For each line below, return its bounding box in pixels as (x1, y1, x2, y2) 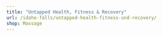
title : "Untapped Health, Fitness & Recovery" (6, 9, 127, 15)
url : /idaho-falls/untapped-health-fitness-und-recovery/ (6, 15, 157, 21)
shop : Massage (6, 20, 43, 26)
